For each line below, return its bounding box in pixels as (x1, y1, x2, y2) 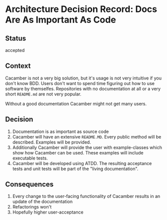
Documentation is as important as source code (12, 128, 109, 134)
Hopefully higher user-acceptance (12, 209, 83, 215)
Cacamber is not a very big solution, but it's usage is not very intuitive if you (5, 75, 161, 81)
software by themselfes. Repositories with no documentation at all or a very (5, 85, 161, 91)
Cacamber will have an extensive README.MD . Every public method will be (12, 133, 161, 139)
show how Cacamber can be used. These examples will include (12, 149, 144, 155)
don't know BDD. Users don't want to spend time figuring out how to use (5, 80, 155, 86)
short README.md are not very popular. (5, 91, 81, 97)
